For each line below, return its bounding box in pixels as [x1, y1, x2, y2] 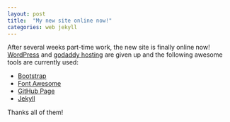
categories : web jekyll [7, 23, 78, 30]
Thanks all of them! [7, 108, 64, 117]
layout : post [7, 10, 46, 18]
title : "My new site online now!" [7, 17, 113, 24]
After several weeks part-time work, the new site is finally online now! [7, 43, 210, 52]
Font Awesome [17, 79, 62, 88]
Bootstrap [17, 72, 47, 80]
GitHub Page [17, 87, 55, 96]
